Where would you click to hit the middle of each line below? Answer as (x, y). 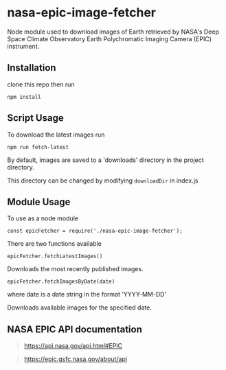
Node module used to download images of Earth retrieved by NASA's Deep (113, 32)
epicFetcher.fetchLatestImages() (55, 256)
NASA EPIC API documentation (75, 329)
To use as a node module (43, 218)
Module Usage (39, 201)
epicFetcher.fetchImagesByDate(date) (61, 282)
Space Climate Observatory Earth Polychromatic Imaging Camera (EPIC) (109, 38)
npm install (24, 97)
